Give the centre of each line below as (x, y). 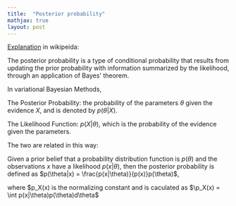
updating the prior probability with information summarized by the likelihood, (118, 68)
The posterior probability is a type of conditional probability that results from (118, 61)
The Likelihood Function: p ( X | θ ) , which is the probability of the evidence (112, 124)
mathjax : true (28, 20)
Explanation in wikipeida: (43, 47)
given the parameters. (39, 132)
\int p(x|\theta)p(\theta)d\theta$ (53, 195)
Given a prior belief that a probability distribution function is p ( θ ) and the (112, 159)
